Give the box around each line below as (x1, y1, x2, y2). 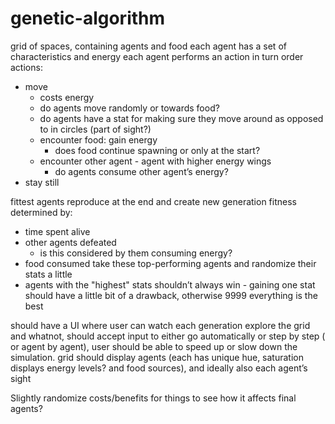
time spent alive (24, 225, 91, 237)
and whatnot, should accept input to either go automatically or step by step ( (10, 330, 326, 342)
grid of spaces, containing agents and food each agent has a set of (10, 40, 287, 52)
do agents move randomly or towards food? (39, 102, 220, 114)
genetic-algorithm (10, 7, 166, 30)
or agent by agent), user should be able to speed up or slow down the (10, 340, 298, 352)
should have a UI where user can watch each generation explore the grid (10, 319, 311, 331)
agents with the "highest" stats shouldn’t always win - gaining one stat (24, 278, 316, 291)
